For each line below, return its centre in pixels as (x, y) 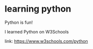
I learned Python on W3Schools (37, 32)
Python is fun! (19, 22)
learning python (38, 9)
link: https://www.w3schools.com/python (46, 41)
